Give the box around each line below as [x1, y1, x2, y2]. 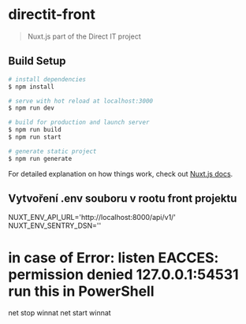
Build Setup [8, 54, 66, 68]
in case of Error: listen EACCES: [8, 248, 219, 266]
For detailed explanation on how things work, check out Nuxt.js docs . [8, 169, 233, 178]
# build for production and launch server [8, 118, 150, 127]
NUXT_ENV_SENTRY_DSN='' [8, 221, 102, 230]
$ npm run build [8, 126, 61, 134]
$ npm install [8, 83, 55, 91]
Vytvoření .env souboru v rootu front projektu [8, 192, 237, 206]
